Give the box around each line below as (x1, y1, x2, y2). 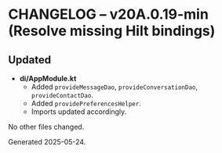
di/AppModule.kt (19, 74, 77, 83)
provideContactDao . (31, 91, 94, 99)
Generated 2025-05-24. (8, 137, 86, 146)
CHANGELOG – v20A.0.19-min (8, 5, 209, 23)
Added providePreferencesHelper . (31, 99, 141, 108)
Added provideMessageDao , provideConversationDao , (31, 82, 198, 91)
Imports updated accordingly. (31, 107, 127, 116)
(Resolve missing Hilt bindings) (8, 22, 216, 40)
